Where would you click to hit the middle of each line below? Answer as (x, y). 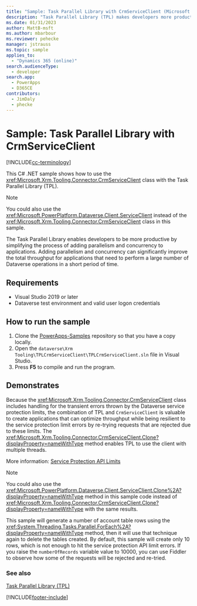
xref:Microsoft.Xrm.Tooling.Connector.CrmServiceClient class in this (89, 222)
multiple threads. (26, 449)
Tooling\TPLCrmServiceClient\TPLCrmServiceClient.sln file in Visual (97, 355)
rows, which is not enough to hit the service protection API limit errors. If (94, 545)
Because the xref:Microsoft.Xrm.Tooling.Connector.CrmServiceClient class (96, 399)
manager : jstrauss (28, 45)
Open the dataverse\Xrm (44, 348)
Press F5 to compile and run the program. (65, 367)
